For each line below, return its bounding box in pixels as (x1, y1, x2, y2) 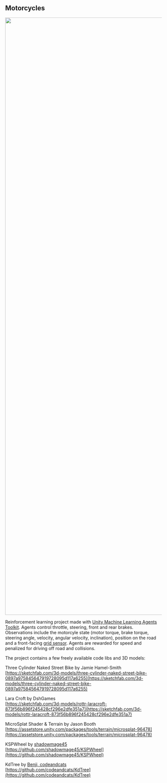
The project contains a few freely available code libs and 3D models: (5, 655, 146, 661)
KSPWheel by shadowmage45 (5, 741, 67, 747)
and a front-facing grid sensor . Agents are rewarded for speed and (5, 640, 142, 646)
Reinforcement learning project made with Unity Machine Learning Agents (5, 619, 158, 625)
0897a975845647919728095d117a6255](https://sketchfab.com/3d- (5, 675, 143, 681)
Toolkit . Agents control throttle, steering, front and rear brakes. (5, 624, 134, 630)
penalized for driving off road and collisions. (5, 645, 95, 651)
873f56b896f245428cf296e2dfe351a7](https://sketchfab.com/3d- (5, 706, 142, 712)
